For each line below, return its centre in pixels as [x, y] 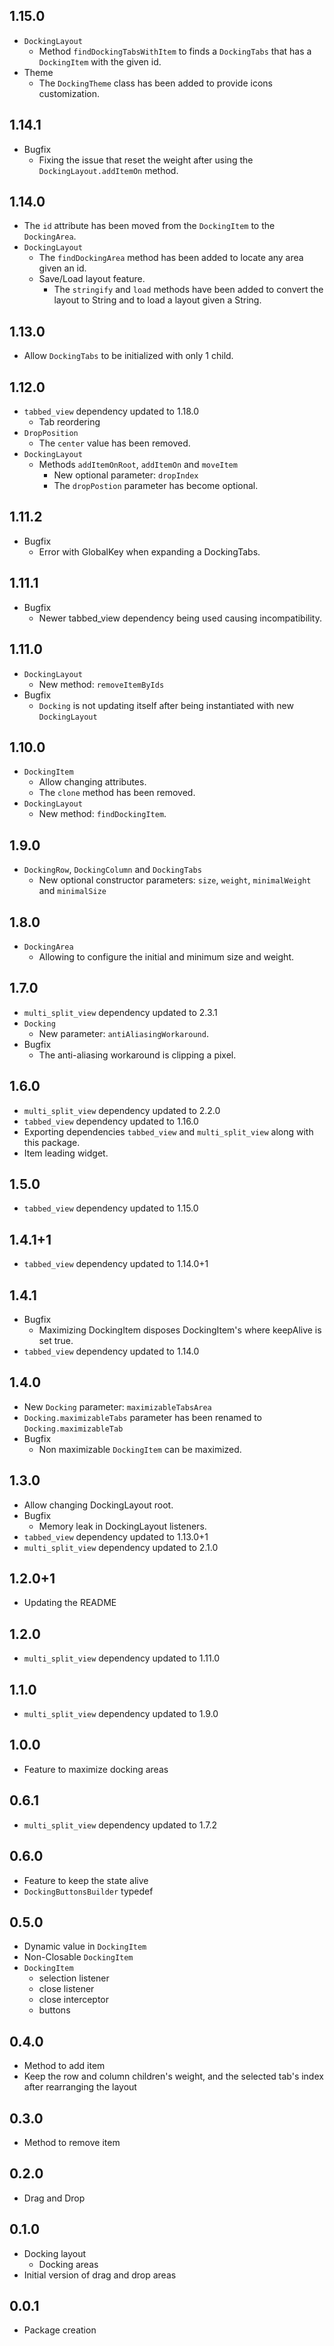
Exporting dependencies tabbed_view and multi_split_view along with [168, 1131]
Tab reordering [69, 422]
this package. [52, 1142]
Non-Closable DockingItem [78, 1957]
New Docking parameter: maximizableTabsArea [117, 1406]
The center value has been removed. [114, 443]
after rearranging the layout [80, 2087]
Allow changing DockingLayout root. [98, 1505]
